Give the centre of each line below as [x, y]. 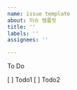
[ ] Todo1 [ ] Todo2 [34, 80]
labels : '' [23, 33]
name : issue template [39, 14]
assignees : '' [28, 40]
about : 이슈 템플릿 [32, 20]
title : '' [22, 27]
